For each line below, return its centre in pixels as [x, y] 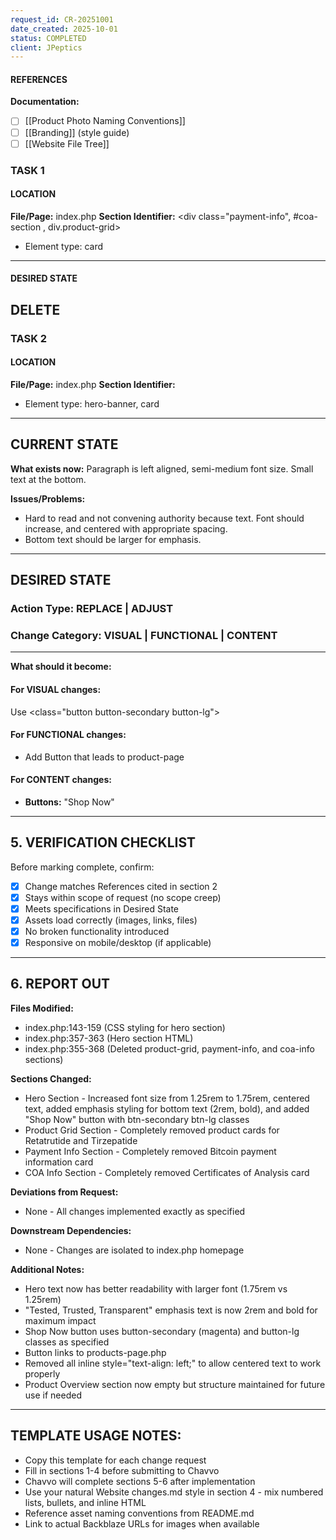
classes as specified [67, 1342]
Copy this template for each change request [115, 1460]
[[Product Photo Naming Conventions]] [105, 121]
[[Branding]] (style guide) [77, 132]
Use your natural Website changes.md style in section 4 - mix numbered [174, 1492]
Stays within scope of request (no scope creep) [123, 897]
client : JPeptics [46, 47]
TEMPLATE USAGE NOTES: [96, 1436]
